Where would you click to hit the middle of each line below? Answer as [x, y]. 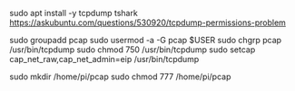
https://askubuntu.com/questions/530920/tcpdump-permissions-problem [147, 23]
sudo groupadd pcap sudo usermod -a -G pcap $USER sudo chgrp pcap [146, 40]
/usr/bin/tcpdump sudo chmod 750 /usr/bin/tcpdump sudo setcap [133, 50]
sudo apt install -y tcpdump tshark [74, 13]
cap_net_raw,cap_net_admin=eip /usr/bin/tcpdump [104, 59]
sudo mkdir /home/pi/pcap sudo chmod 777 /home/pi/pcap [120, 77]
